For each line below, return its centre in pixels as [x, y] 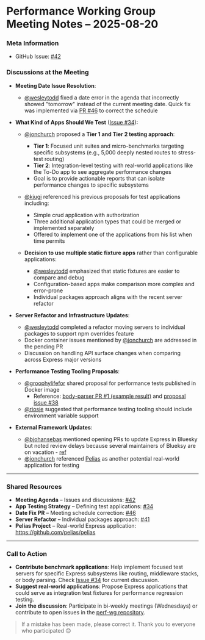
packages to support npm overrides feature [79, 333]
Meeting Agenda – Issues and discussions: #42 [75, 500]
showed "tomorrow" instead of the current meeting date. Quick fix [107, 104]
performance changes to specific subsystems [91, 185]
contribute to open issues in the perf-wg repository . [80, 613]
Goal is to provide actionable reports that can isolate [99, 178]
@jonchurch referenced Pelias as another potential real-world [102, 458]
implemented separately [64, 228]
